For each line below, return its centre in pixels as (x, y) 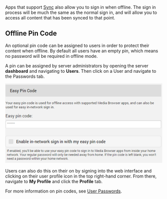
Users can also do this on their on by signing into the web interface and (79, 171)
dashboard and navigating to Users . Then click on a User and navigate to (81, 71)
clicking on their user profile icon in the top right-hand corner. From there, (81, 176)
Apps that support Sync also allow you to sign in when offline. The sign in (81, 7)
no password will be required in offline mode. (52, 56)
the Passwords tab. (25, 76)
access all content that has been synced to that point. (60, 18)
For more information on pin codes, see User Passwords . (64, 191)
